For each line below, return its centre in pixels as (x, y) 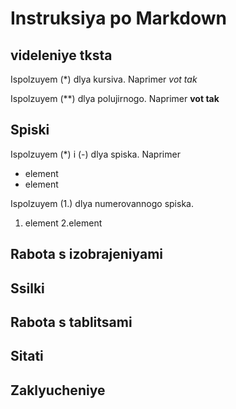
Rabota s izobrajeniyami (87, 254)
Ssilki (27, 288)
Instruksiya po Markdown (118, 18)
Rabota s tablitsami (71, 322)
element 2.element (63, 223)
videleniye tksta (61, 55)
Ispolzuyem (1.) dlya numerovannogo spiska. (102, 203)
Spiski (30, 130)
